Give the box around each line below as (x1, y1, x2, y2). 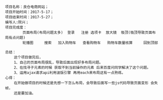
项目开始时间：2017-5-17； (5, 10, 54, 14)
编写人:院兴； (5, 20, 29, 25)
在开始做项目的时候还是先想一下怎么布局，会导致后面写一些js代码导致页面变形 (14, 81, 149, 86)
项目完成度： (5, 25, 27, 30)
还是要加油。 (14, 91, 36, 96)
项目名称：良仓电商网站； (5, 4, 49, 9)
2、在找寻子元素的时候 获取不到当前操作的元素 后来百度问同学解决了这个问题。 (14, 65, 151, 70)
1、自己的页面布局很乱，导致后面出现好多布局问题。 (14, 60, 103, 65)
